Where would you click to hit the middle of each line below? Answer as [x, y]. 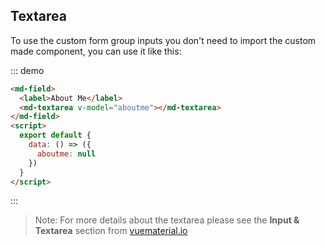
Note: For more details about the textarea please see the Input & [167, 220]
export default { [55, 135]
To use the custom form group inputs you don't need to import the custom [163, 40]
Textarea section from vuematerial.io [111, 231]
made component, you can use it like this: [96, 51]
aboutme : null [66, 154]
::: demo [27, 70]
